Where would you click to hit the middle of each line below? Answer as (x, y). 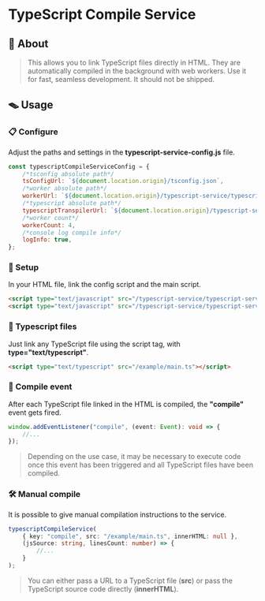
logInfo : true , (47, 240)
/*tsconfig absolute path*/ (68, 174)
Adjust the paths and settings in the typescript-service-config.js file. (121, 152)
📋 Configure (34, 132)
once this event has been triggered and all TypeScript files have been (140, 465)
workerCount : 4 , (49, 225)
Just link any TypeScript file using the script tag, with (95, 344)
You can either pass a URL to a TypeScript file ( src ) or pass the (130, 580)
